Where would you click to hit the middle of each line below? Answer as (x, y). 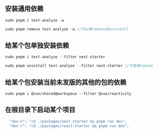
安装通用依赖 (24, 9)
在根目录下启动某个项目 (40, 110)
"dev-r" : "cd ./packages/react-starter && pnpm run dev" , (70, 126)
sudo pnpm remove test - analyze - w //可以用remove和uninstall (67, 29)
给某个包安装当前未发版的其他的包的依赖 (66, 82)
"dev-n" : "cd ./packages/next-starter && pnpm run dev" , (68, 121)
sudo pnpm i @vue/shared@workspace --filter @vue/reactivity (68, 94)
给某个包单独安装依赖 (37, 45)
